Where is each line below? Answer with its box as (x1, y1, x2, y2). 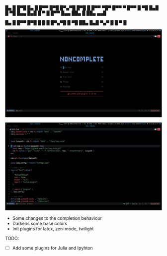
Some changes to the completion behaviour (12, 215, 102, 221)
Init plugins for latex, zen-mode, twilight (12, 226, 94, 232)
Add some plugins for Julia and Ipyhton (12, 245, 93, 251)
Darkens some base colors (12, 221, 68, 226)
